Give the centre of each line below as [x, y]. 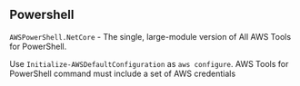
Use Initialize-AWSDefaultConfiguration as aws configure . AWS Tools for [149, 63]
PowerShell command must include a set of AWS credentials [123, 73]
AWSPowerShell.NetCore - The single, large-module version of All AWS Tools [150, 36]
